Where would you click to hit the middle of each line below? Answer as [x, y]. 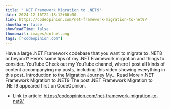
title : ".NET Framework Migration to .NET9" [53, 10]
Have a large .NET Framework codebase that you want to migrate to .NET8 [84, 53]
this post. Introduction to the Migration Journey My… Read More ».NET [80, 75]
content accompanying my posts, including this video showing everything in [85, 69]
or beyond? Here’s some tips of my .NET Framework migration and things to [85, 58]
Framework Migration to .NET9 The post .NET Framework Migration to [79, 80]
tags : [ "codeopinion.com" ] [34, 39]
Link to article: [28, 96]
